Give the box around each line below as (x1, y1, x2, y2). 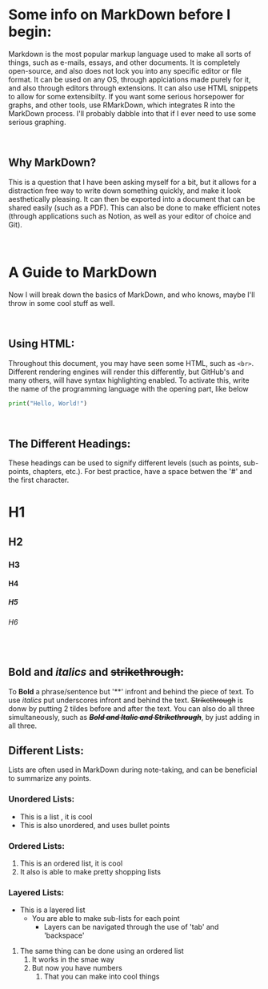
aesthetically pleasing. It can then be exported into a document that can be (8, 194, 256, 203)
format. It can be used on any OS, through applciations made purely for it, (8, 74, 251, 84)
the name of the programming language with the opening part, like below (8, 384, 250, 393)
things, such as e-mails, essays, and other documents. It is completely (8, 58, 241, 67)
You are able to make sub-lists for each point (31, 914, 180, 923)
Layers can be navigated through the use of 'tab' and (43, 923, 219, 932)
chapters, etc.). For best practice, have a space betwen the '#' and (32, 467, 253, 476)
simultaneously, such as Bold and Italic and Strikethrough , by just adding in (8, 712, 260, 722)
